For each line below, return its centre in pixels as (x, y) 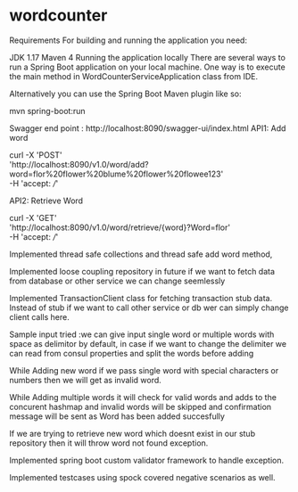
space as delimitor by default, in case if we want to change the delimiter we (148, 343)
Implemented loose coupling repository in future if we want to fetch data (142, 271)
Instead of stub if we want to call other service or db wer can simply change (149, 307)
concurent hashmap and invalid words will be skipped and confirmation (141, 406)
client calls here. (39, 316)
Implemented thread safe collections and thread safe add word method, (141, 254)
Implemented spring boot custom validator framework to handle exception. (147, 460)
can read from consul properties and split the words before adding (132, 353)
